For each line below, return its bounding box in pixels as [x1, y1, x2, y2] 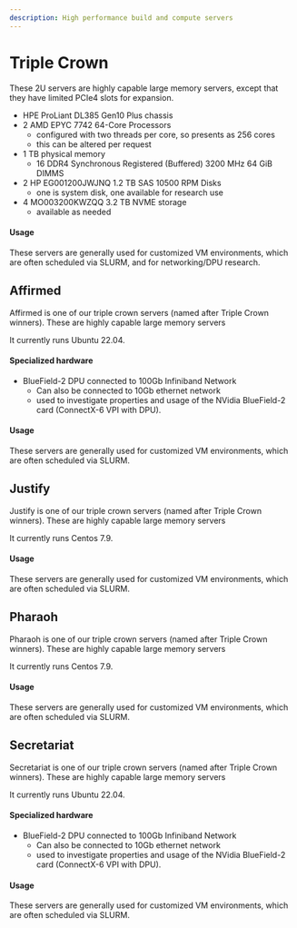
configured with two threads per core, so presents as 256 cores [35, 129, 275, 140]
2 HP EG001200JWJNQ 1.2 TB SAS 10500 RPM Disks [22, 177, 222, 188]
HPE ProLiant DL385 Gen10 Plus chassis [22, 110, 173, 121]
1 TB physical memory [22, 148, 106, 159]
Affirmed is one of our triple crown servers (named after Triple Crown [9, 307, 270, 318]
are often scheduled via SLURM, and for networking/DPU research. [9, 256, 261, 268]
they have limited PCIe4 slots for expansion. [9, 92, 174, 103]
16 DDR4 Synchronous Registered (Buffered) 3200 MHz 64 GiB [35, 158, 272, 169]
